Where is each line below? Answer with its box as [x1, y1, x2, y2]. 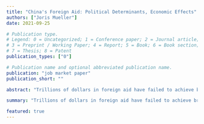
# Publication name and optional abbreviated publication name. [6, 64, 172, 70]
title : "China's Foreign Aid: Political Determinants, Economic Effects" [6, 8, 197, 15]
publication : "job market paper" [6, 70, 91, 76]
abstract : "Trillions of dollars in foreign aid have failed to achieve [6, 86, 194, 93]
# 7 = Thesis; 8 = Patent [6, 48, 72, 54]
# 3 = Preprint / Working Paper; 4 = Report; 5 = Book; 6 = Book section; [6, 42, 200, 48]
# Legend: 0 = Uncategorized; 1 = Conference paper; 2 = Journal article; [6, 37, 200, 43]
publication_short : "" [6, 76, 64, 82]
